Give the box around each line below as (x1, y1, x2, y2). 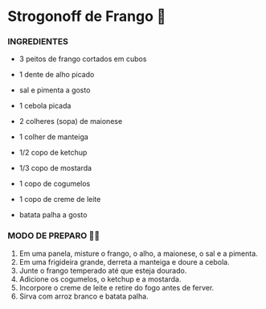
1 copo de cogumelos (18, 179, 91, 188)
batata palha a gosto (18, 210, 88, 220)
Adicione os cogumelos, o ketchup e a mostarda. (18, 274, 182, 284)
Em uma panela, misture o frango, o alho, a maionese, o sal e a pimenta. (18, 249, 258, 258)
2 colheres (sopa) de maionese (18, 117, 123, 126)
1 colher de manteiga (18, 132, 89, 142)
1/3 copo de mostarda (18, 163, 92, 173)
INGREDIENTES (7, 36, 69, 47)
